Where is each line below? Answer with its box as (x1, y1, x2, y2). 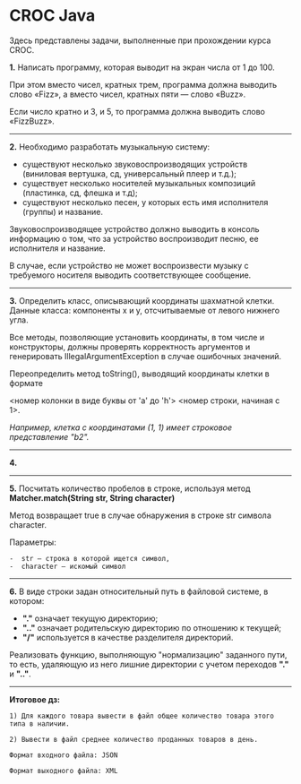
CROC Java (9, 5, 96, 26)
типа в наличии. (9, 719, 70, 728)
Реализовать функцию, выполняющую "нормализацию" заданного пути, (9, 649, 288, 659)
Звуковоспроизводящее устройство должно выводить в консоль (9, 223, 260, 234)
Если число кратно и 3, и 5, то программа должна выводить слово (9, 106, 266, 116)
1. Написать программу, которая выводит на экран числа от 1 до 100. (9, 62, 275, 73)
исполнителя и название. (9, 243, 106, 254)
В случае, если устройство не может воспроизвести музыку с (9, 260, 249, 271)
